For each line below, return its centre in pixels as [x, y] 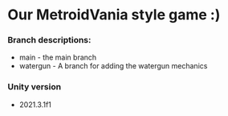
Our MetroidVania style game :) [114, 15]
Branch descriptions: [49, 40]
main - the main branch [58, 57]
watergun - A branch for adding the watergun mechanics [113, 66]
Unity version [35, 87]
